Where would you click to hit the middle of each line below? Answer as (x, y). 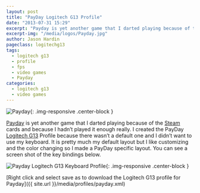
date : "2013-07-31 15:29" (38, 23)
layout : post (22, 12)
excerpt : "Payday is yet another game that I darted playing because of (98, 28)
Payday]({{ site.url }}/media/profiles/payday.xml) (66, 183)
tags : (13, 50)
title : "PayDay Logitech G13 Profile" (54, 17)
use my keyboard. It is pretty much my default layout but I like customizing (97, 142)
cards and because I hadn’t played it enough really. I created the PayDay (95, 129)
